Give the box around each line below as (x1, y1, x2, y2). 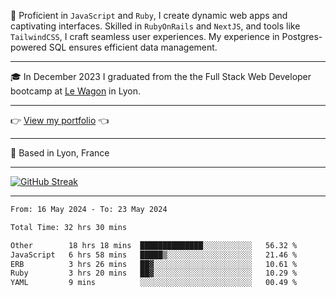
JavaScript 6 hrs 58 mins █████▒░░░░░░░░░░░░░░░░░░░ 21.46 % (10, 250, 298, 260)
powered (10, 41, 47, 53)
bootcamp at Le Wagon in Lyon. (10, 85, 141, 97)
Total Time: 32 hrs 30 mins (10, 222, 128, 232)
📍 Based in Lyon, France (10, 147, 110, 159)
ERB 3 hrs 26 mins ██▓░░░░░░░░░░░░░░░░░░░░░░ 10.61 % (10, 259, 298, 269)
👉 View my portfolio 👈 (10, 115, 110, 126)
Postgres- (281, 31, 323, 42)
